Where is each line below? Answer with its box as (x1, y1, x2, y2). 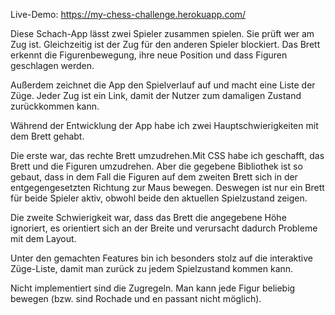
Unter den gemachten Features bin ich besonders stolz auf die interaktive (10, 252, 313, 264)
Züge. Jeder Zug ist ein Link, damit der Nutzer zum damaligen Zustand (10, 90, 302, 101)
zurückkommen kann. (10, 100, 100, 112)
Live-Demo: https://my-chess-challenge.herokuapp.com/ (10, 9, 247, 20)
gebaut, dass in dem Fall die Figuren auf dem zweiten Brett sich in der (10, 171, 298, 183)
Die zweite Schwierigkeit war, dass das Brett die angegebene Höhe (10, 212, 287, 223)
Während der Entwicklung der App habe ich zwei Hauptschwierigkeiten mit (10, 120, 319, 131)
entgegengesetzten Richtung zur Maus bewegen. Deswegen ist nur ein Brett (10, 182, 325, 193)
